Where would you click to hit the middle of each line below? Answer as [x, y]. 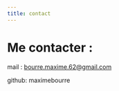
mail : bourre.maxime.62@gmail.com [59, 67]
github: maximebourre [39, 80]
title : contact [29, 13]
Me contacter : [50, 47]
